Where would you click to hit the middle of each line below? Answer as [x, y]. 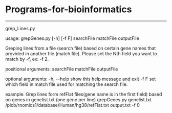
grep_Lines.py [20, 28]
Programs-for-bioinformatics [69, 9]
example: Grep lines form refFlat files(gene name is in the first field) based [84, 94]
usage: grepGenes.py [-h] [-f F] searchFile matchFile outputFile [72, 38]
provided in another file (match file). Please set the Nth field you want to [81, 53]
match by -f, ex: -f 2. [27, 59]
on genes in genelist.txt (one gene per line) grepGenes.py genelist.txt [79, 99]
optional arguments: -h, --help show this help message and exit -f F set [81, 79]
